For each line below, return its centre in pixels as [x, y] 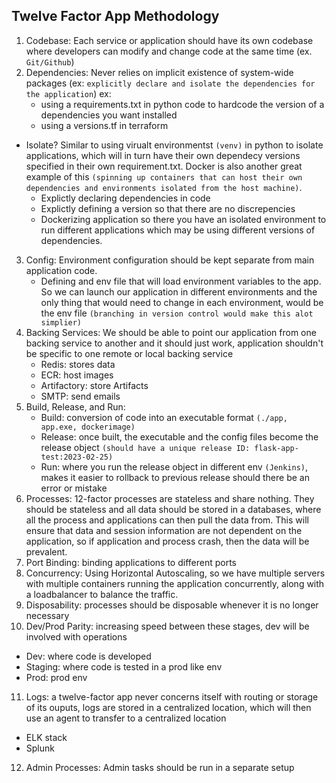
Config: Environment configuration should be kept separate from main [170, 260]
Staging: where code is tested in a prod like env [124, 666]
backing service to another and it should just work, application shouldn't [174, 343]
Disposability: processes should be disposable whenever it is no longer [172, 605]
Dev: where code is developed [88, 656]
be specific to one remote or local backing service [129, 353]
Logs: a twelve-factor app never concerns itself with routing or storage [172, 696]
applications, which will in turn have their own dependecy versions [163, 155]
